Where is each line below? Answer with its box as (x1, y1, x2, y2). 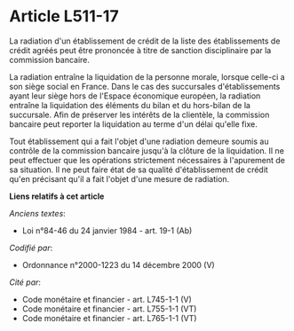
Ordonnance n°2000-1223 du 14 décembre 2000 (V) (21, 259, 215, 270)
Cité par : (9, 277, 42, 288)
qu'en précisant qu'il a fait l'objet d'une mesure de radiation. (9, 173, 230, 184)
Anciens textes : (9, 208, 67, 218)
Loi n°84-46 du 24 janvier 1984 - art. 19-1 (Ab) (21, 225, 193, 236)
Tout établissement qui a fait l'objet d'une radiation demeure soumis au (9, 136, 269, 146)
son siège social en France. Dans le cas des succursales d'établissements (9, 81, 281, 91)
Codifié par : (9, 242, 53, 253)
